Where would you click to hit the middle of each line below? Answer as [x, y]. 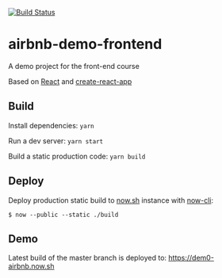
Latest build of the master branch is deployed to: [88, 258]
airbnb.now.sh [31, 266]
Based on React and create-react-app [70, 81]
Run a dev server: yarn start [56, 141]
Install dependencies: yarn [51, 125]
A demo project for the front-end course [74, 66]
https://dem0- [191, 258]
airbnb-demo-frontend [85, 44]
